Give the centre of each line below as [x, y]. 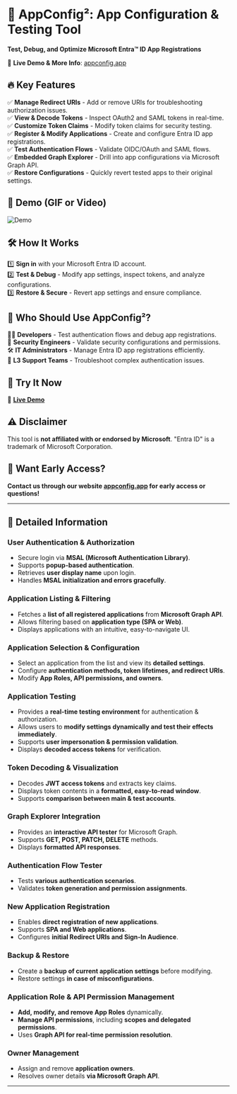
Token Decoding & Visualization [63, 768]
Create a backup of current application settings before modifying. [115, 971]
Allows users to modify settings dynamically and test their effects [115, 727]
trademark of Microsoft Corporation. [60, 446]
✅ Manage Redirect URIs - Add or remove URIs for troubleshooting [105, 102]
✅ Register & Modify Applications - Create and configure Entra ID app [110, 133]
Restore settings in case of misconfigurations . [86, 978]
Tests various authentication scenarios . [77, 881]
